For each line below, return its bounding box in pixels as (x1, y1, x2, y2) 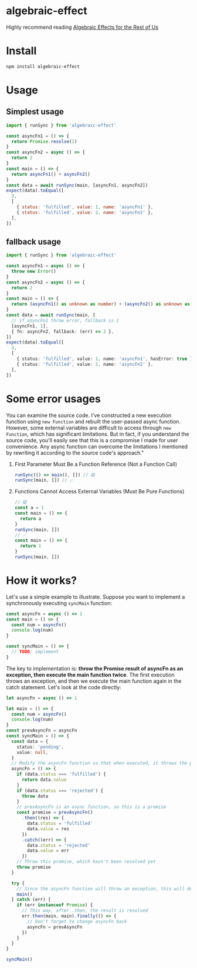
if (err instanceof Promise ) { (16, 902, 93, 908)
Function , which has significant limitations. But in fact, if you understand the (6, 430, 189, 438)
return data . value (21, 777, 67, 783)
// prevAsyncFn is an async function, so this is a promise (16, 804, 167, 810)
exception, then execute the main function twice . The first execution (6, 671, 175, 678)
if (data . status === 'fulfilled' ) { (16, 772, 107, 777)
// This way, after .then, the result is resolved (21, 907, 148, 914)
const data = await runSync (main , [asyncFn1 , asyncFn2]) (6, 182, 148, 188)
